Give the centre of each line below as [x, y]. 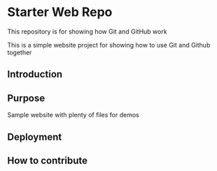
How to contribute [48, 160]
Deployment [35, 137]
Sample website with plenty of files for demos [73, 115]
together [20, 52]
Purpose [26, 98]
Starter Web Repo [60, 12]
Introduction [35, 74]
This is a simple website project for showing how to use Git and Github [109, 45]
